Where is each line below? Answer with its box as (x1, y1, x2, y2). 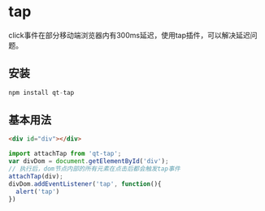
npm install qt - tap (8, 88, 75, 97)
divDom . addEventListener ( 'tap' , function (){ (8, 179, 162, 188)
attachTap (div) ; (8, 172, 63, 180)
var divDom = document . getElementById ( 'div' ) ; (8, 157, 169, 166)
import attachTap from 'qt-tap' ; (8, 149, 122, 158)
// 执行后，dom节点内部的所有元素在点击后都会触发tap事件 (8, 165, 180, 173)
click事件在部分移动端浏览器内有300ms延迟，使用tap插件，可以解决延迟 (8, 30, 250, 40)
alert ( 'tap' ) (15, 187, 60, 196)
